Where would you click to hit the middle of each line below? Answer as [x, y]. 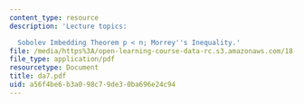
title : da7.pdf [38, 76]
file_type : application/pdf [62, 60]
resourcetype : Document [54, 68]
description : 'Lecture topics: [68, 26]
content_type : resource [54, 18]
